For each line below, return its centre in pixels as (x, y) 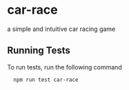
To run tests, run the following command (64, 67)
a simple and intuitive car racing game (61, 29)
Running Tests (39, 50)
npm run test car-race (46, 80)
